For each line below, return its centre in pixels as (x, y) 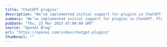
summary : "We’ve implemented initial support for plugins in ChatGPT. (80, 19)
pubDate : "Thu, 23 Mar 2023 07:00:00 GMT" (50, 23)
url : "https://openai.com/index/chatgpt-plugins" (58, 32)
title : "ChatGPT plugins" (32, 10)
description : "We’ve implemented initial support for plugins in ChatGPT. (84, 14)
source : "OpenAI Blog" (29, 28)
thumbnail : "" (20, 37)
